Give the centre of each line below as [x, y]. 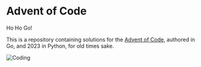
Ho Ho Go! [19, 28]
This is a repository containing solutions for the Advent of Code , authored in [101, 39]
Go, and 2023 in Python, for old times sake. [60, 46]
